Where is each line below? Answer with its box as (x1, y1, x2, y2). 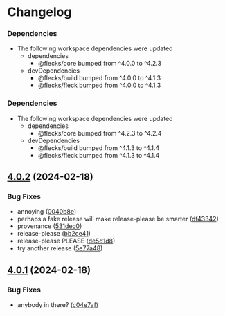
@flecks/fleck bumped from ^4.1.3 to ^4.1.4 (37, 151, 160, 159)
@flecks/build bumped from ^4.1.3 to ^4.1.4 (37, 143, 160, 152)
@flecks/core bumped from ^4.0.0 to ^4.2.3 (37, 59, 161, 68)
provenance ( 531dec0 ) (17, 222, 82, 230)
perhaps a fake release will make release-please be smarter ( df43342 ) (17, 215, 219, 223)
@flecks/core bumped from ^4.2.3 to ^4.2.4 (37, 129, 162, 137)
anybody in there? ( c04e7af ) (17, 301, 99, 309)
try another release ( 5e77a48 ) (17, 244, 103, 252)
